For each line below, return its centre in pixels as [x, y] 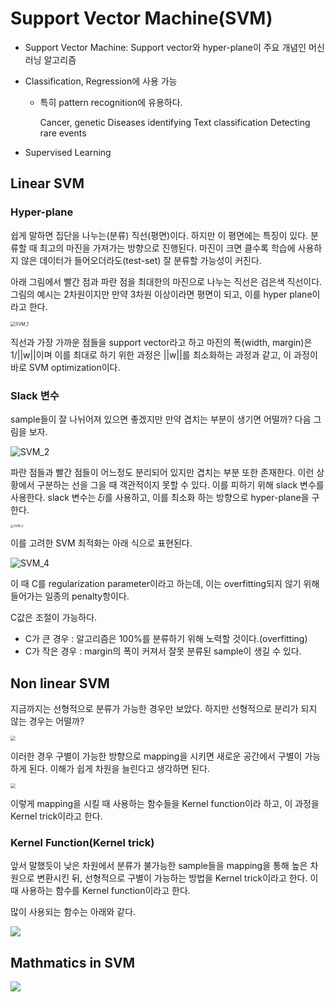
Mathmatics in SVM [73, 962]
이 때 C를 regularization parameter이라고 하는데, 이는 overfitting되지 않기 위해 [165, 584]
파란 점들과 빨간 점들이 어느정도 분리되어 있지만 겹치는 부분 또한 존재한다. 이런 [162, 472]
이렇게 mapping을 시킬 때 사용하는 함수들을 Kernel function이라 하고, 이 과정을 [165, 803]
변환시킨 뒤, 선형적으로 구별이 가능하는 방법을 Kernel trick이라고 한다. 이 [177, 878]
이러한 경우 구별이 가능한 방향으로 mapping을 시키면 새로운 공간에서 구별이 [156, 756]
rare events [63, 133]
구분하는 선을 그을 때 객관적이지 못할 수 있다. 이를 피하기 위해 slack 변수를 [180, 484]
